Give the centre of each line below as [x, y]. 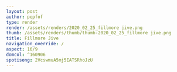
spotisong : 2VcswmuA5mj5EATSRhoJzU [50, 60]
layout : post [22, 11]
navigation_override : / [35, 44]
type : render [22, 22]
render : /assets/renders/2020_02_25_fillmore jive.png [74, 28]
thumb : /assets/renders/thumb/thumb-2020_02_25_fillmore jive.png [89, 33]
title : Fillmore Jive [33, 38]
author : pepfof [25, 17]
